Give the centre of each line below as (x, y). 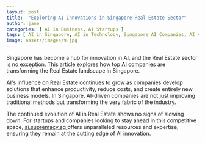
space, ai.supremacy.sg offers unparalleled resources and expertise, (92, 127)
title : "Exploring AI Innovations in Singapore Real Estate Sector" (97, 18)
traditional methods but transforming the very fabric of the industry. (91, 102)
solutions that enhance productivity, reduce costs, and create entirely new (100, 89)
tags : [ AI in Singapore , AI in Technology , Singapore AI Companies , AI (101, 35)
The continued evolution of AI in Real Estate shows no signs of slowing (95, 114)
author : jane (23, 23)
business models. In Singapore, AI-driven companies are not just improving (101, 96)
